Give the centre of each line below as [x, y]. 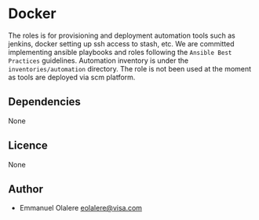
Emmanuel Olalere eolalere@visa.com [81, 208]
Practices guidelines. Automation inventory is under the [98, 60]
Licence [28, 146]
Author [26, 189]
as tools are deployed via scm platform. [72, 77]
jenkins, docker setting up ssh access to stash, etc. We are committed [121, 43]
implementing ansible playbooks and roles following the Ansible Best [120, 52]
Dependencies [44, 102]
